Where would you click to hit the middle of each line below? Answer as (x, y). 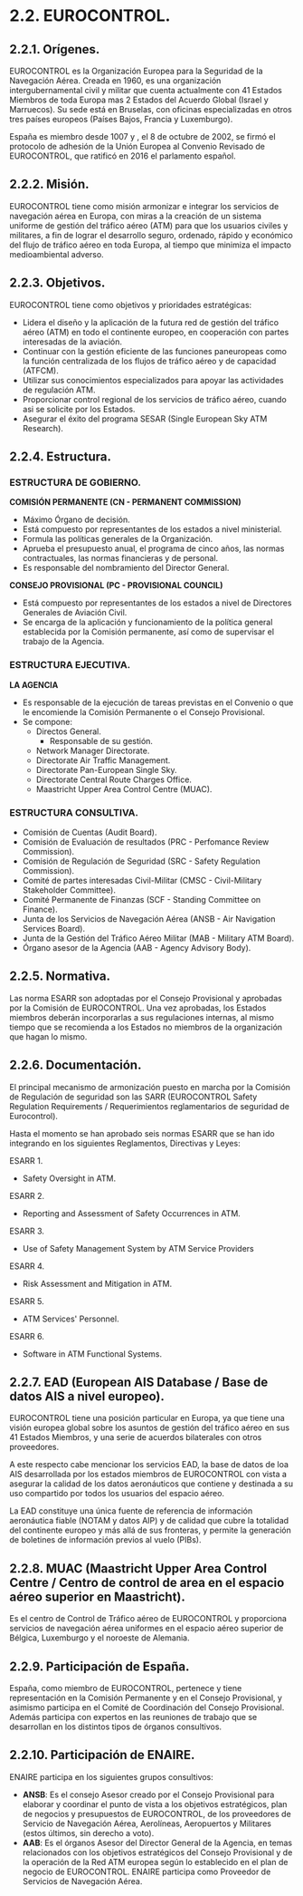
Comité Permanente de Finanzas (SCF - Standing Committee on (142, 899)
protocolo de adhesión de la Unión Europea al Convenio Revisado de (137, 146)
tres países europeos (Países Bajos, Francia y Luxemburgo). (121, 119)
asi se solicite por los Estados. (79, 409)
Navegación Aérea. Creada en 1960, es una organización (115, 81)
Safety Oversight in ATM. (69, 1178)
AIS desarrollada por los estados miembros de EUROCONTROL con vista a (148, 1475)
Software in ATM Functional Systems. (92, 1354)
